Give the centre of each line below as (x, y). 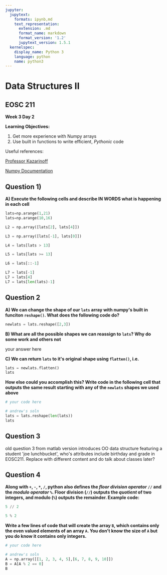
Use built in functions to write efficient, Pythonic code (68, 142)
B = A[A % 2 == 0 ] (24, 564)
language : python (32, 57)
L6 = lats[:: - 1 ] (22, 264)
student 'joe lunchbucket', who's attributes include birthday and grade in (80, 454)
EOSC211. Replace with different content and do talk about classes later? (80, 459)
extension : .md (34, 29)
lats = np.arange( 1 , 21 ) (28, 214)
